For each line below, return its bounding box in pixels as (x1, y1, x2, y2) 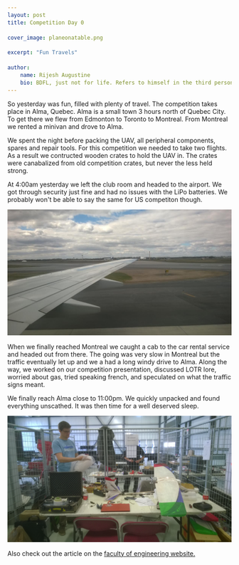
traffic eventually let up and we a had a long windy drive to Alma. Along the (7, 358, 228, 366)
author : (7, 64, 31, 71)
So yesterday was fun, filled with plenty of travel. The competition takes (7, 100, 218, 108)
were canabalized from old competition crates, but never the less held (7, 159, 213, 167)
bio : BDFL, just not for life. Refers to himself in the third (20, 79, 212, 86)
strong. (7, 166, 28, 174)
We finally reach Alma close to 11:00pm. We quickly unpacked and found (7, 394, 221, 403)
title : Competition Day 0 (7, 19, 84, 26)
